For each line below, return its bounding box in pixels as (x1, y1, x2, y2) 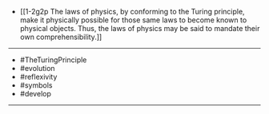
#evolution (19, 64, 55, 73)
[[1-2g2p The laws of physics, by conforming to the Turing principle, (19, 7, 246, 16)
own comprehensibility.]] (19, 32, 102, 41)
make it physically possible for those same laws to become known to (19, 15, 247, 25)
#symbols (19, 81, 53, 90)
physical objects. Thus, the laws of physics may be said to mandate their (19, 24, 260, 33)
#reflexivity (19, 72, 58, 81)
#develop (19, 89, 52, 98)
